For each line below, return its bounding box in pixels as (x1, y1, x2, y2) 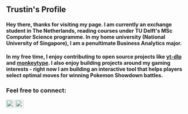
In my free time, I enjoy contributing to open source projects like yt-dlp (6, 53, 182, 60)
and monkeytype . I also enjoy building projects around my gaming (6, 59, 171, 66)
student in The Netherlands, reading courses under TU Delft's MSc (6, 27, 173, 34)
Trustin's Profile (6, 5, 66, 15)
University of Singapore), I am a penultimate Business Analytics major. (6, 39, 182, 46)
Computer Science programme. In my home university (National (6, 33, 166, 40)
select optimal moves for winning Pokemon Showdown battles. (6, 71, 163, 78)
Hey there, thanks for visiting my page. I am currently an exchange (6, 20, 172, 28)
